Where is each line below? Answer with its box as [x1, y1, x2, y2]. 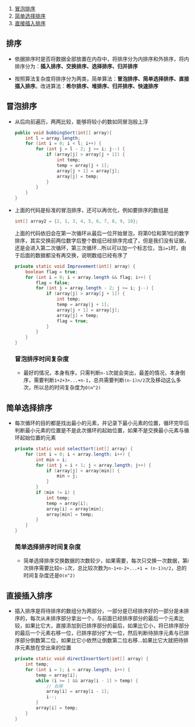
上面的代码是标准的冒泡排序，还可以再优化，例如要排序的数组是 [14, 207, 169, 213]
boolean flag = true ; [25, 269, 78, 275]
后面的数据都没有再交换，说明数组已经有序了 [19, 251, 128, 258]
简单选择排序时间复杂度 [14, 543, 81, 551]
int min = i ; [36, 457, 68, 463]
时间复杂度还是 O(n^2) [23, 572, 76, 579]
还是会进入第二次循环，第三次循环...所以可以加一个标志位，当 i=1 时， [14, 244, 182, 251]
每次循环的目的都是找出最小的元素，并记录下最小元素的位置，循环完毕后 [14, 419, 189, 427]
